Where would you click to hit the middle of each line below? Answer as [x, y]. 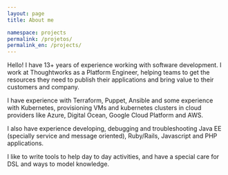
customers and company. [43, 87]
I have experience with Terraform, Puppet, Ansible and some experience [110, 100]
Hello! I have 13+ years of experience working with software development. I [114, 65]
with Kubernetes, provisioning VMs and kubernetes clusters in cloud [104, 108]
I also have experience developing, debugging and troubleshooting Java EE [114, 129]
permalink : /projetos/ [40, 39]
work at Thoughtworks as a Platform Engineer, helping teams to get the [108, 73]
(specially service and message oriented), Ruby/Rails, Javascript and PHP [112, 136]
